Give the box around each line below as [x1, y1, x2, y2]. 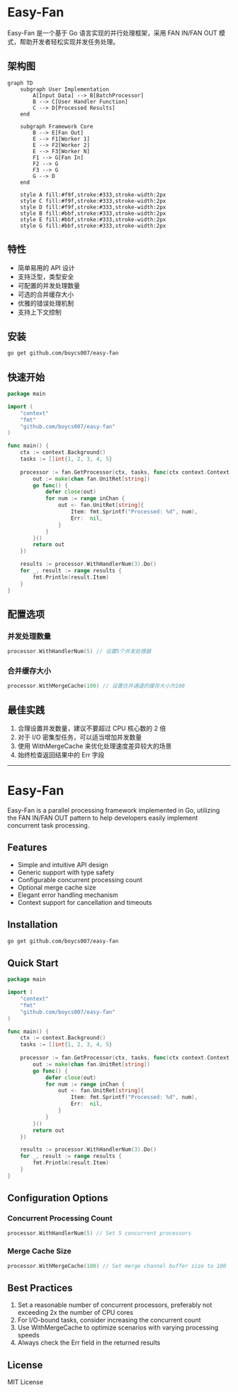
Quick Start [7, 957, 59, 969]
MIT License [7, 1378, 44, 1386]
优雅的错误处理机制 [17, 299, 74, 307]
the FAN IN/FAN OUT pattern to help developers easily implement [7, 813, 198, 823]
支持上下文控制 [17, 308, 62, 316]
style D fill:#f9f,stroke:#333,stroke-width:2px [20, 204, 166, 211]
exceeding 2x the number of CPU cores [17, 1308, 133, 1317]
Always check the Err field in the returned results [17, 1338, 161, 1347]
